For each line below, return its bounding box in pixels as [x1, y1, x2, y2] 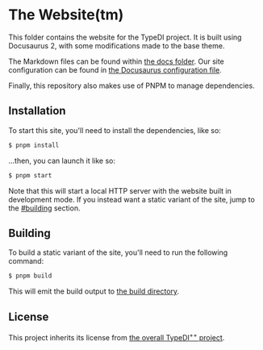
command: [8, 256, 44, 266]
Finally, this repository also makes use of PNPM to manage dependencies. [8, 81, 256, 90]
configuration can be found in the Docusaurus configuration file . [8, 65, 222, 74]
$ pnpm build [8, 272, 52, 280]
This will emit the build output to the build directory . [8, 286, 180, 296]
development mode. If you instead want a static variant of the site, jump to [8, 194, 256, 204]
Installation [8, 104, 66, 118]
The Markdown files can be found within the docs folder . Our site [8, 56, 224, 66]
